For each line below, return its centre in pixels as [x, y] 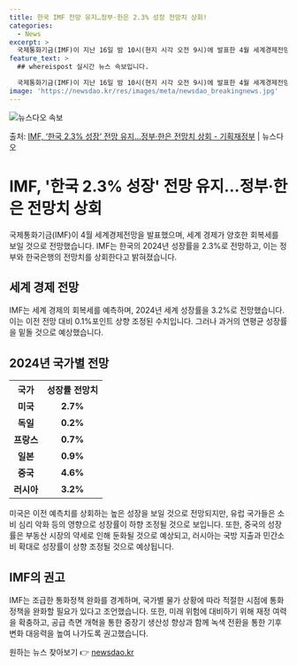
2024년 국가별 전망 [59, 363]
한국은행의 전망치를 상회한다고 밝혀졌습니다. [101, 257]
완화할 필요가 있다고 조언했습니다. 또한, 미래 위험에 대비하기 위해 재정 [152, 611]
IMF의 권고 [37, 577]
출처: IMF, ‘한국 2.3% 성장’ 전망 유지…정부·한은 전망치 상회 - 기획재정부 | [135, 136]
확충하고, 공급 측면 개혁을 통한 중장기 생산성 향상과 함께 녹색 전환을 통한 [142, 622]
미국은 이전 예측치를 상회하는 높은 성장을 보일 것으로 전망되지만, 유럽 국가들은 [142, 514]
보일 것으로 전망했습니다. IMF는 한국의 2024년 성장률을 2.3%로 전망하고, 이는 [144, 245]
